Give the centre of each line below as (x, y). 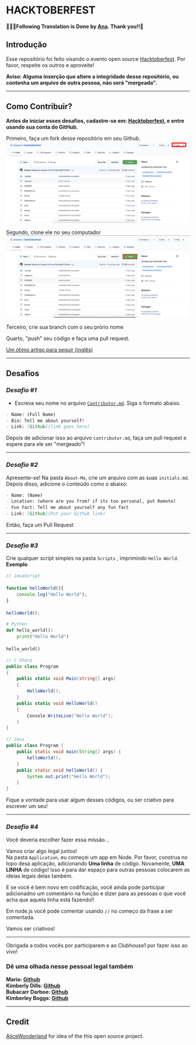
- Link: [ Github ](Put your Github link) (56, 514)
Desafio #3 (22, 545)
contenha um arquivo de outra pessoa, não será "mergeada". (82, 82)
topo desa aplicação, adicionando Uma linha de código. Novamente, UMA (95, 863)
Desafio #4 (22, 827)
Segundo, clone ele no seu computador (53, 232)
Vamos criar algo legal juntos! (42, 851)
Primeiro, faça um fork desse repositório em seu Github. (73, 138)
